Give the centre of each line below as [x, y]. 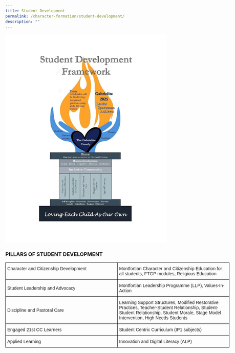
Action [125, 291]
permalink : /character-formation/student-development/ [65, 16]
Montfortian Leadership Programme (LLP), [161, 286]
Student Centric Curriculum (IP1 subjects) [161, 330]
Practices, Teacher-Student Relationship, [160, 308]
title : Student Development [35, 11]
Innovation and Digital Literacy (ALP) [155, 342]
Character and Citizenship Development [47, 269]
